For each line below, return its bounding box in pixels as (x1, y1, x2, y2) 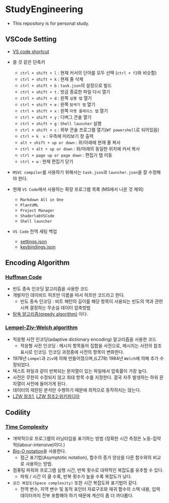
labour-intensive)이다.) (18, 442, 65, 448)
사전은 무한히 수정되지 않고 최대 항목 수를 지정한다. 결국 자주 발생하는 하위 (12, 374, 158, 380)
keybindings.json (20, 244, 56, 250)
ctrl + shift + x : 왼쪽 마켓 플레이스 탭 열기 (20, 107, 108, 113)
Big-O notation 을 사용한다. (12, 448, 67, 454)
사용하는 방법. (25, 461, 53, 467)
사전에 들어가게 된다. (26, 380, 67, 386)
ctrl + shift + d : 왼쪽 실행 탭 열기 (20, 95, 92, 101)
